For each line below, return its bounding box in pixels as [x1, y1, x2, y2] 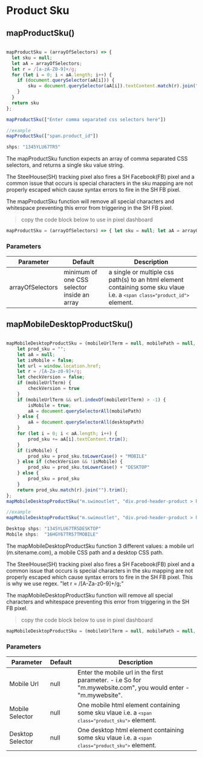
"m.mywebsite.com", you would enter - [77, 684, 190, 692]
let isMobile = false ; [17, 357, 74, 363]
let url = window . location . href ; [17, 363, 101, 369]
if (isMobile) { [17, 447, 59, 454]
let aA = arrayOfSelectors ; [11, 60, 83, 67]
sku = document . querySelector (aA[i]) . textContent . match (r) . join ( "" [28, 83, 201, 89]
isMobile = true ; [28, 402, 71, 408]
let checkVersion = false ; [17, 374, 85, 380]
